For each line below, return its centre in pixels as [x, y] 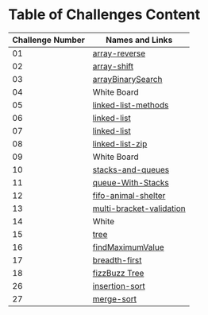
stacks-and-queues [131, 169]
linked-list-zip [120, 143]
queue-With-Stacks [131, 182]
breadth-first [117, 260]
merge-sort [115, 298]
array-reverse [119, 53]
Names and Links [139, 40]
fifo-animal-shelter [129, 195]
